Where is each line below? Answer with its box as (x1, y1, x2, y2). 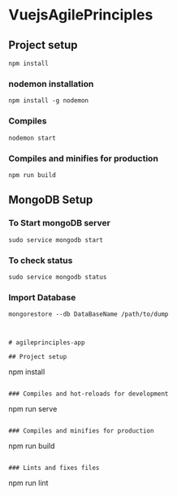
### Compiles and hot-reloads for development (8, 390, 169, 399)
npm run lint (8, 478, 49, 488)
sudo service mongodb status (8, 273, 107, 281)
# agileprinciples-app (8, 339, 85, 347)
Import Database (8, 291, 76, 303)
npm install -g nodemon (8, 97, 89, 105)
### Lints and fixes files (8, 464, 100, 472)
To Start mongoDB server (8, 218, 111, 229)
